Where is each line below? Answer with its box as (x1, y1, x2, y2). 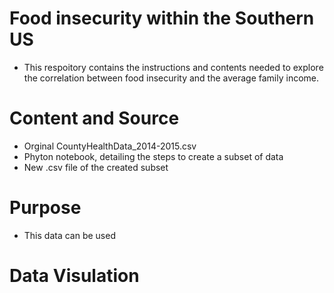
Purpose (9, 197, 82, 219)
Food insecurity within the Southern (9, 7, 315, 30)
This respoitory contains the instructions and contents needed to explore (23, 61, 324, 73)
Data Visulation (9, 265, 140, 287)
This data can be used (23, 229, 116, 241)
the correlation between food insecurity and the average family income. (23, 72, 320, 84)
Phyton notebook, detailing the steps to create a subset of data (23, 150, 284, 162)
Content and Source (9, 107, 180, 130)
